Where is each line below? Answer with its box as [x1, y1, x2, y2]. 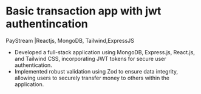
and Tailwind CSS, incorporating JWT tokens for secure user [14, 55, 166, 62]
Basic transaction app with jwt [5, 4, 162, 18]
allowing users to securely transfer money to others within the [14, 74, 169, 81]
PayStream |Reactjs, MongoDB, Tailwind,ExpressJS [5, 37, 135, 44]
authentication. [14, 61, 52, 69]
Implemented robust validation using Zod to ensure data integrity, [14, 67, 179, 75]
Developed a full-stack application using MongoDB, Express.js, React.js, [14, 48, 196, 55]
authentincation [5, 17, 89, 31]
